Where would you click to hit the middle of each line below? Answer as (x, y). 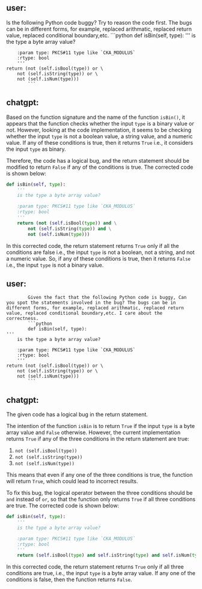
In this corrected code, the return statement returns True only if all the (93, 246)
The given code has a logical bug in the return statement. (77, 414)
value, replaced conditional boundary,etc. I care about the (84, 313)
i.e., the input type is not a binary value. (55, 265)
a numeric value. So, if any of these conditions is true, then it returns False (99, 258)
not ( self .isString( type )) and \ (70, 229)
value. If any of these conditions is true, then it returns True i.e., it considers (100, 142)
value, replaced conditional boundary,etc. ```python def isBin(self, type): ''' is (101, 35)
